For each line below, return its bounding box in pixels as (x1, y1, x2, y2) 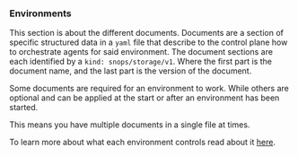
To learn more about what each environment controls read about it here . (9, 137, 276, 148)
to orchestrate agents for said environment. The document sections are (9, 47, 274, 57)
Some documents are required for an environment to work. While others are (9, 83, 289, 94)
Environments (9, 7, 72, 20)
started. (9, 102, 39, 113)
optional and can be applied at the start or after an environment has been (9, 92, 280, 103)
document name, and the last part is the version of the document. (9, 65, 252, 76)
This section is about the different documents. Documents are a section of (9, 28, 285, 39)
